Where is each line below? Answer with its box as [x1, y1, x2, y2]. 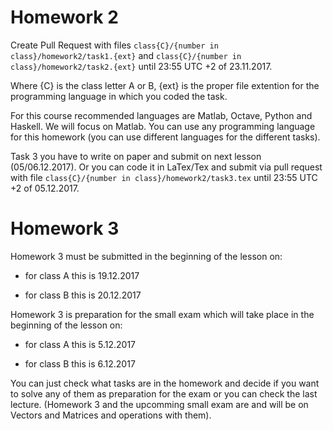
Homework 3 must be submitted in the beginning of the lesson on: [10, 250, 283, 262]
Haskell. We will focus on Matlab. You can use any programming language [10, 120, 316, 132]
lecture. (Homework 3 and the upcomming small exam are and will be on [10, 398, 309, 410]
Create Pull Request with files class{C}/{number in [10, 39, 219, 51]
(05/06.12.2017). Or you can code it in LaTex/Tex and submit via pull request [10, 161, 323, 173]
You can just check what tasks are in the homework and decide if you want [10, 377, 320, 389]
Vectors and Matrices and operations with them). [10, 409, 212, 421]
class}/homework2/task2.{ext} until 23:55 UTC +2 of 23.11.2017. [10, 60, 273, 72]
